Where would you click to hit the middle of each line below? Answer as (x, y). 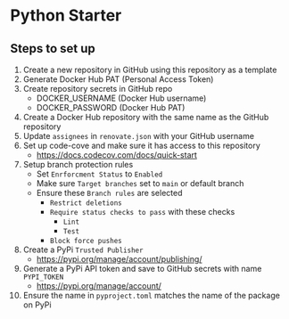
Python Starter (66, 16)
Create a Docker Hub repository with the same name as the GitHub (146, 117)
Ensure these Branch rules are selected (109, 193)
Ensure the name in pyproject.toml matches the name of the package (151, 295)
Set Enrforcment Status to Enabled (99, 174)
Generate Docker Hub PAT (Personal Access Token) (118, 79)
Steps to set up (53, 49)
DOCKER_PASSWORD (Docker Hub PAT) (111, 107)
